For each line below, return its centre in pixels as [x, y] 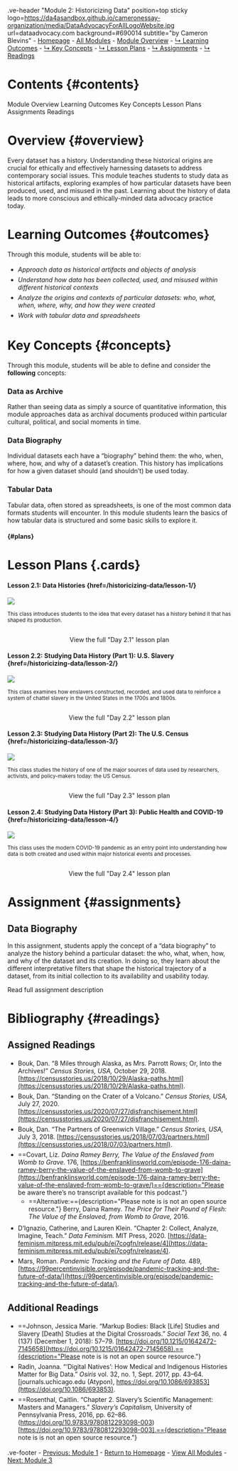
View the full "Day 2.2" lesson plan [119, 717]
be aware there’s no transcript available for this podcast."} [103, 1192]
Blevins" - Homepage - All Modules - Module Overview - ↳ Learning [108, 41]
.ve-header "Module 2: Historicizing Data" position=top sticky [98, 10]
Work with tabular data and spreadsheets [79, 315]
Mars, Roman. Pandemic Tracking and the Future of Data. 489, [110, 1261]
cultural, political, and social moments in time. [74, 422]
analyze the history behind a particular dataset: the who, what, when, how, [117, 954]
